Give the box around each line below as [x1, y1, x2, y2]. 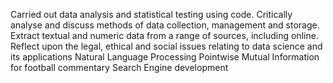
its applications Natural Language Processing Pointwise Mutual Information [10, 51, 320, 63]
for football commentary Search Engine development [10, 62, 229, 73]
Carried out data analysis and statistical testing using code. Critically [10, 9, 293, 20]
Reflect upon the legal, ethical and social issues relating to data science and [10, 40, 323, 52]
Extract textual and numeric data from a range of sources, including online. [10, 30, 319, 41]
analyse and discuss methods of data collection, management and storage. [10, 19, 320, 31]
